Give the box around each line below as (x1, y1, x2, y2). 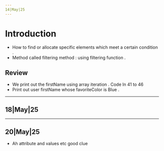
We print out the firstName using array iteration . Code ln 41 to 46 (12, 81, 144, 88)
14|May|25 (5, 7, 25, 12)
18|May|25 (5, 105, 39, 113)
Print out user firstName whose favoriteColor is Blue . (12, 87, 120, 93)
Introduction (5, 28, 57, 39)
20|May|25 (5, 128, 40, 136)
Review (5, 69, 28, 77)
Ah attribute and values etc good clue (12, 141, 88, 146)
